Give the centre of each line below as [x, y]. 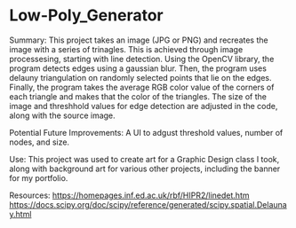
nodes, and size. [39, 142]
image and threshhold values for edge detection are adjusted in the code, [144, 106]
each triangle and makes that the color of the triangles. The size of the [138, 96]
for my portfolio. [39, 177]
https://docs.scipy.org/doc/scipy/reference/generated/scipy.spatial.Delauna [148, 204]
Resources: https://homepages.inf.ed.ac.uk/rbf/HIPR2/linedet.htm [129, 195]
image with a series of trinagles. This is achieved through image [126, 49]
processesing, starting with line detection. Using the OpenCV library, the [142, 59]
